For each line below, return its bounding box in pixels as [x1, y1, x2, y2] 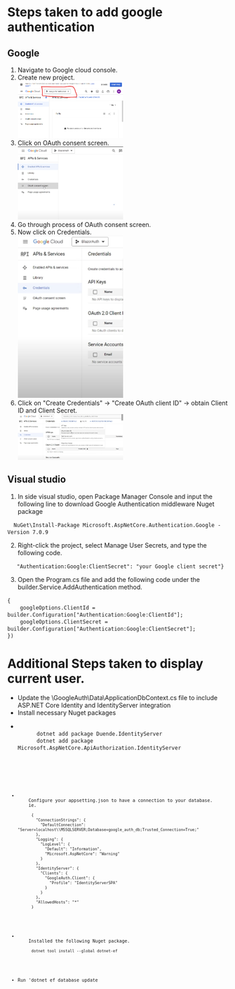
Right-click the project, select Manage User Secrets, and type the [17, 541, 207, 549]
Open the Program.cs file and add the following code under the [17, 575, 201, 583]
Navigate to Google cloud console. [17, 66, 118, 74]
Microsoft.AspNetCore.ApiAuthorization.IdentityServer [17, 744, 182, 752]
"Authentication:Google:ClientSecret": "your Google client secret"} [16, 563, 224, 570]
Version [7, 529, 30, 536]
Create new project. [17, 73, 75, 82]
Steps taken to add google [7, 4, 163, 20]
